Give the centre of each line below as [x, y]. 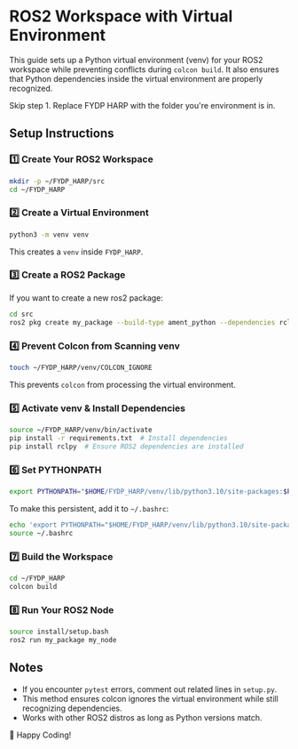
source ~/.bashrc [41, 533]
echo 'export [33, 525]
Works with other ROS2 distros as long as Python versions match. [142, 717]
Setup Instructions [62, 134]
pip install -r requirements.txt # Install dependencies [118, 438]
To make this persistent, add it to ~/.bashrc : [89, 508]
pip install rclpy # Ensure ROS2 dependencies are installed [126, 447]
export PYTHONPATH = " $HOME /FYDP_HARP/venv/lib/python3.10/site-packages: [146, 491]
